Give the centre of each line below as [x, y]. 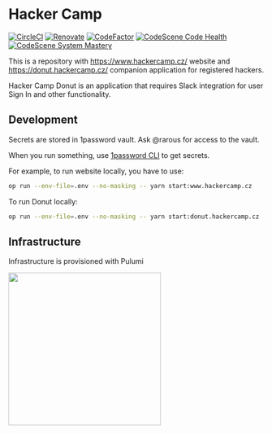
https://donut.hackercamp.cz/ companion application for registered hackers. [136, 69]
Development [43, 120]
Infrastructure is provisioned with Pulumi [76, 261]
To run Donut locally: [43, 201]
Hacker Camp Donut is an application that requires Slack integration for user [136, 85]
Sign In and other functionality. [60, 94]
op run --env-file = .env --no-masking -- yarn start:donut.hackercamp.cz [134, 217]
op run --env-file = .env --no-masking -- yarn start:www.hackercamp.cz [130, 186]
